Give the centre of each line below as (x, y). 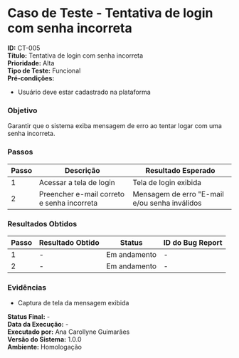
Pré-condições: (31, 78)
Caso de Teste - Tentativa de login (110, 13)
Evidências (27, 288)
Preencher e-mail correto (82, 194)
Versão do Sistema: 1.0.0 (44, 339)
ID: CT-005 (24, 48)
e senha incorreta (68, 203)
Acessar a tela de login (77, 182)
